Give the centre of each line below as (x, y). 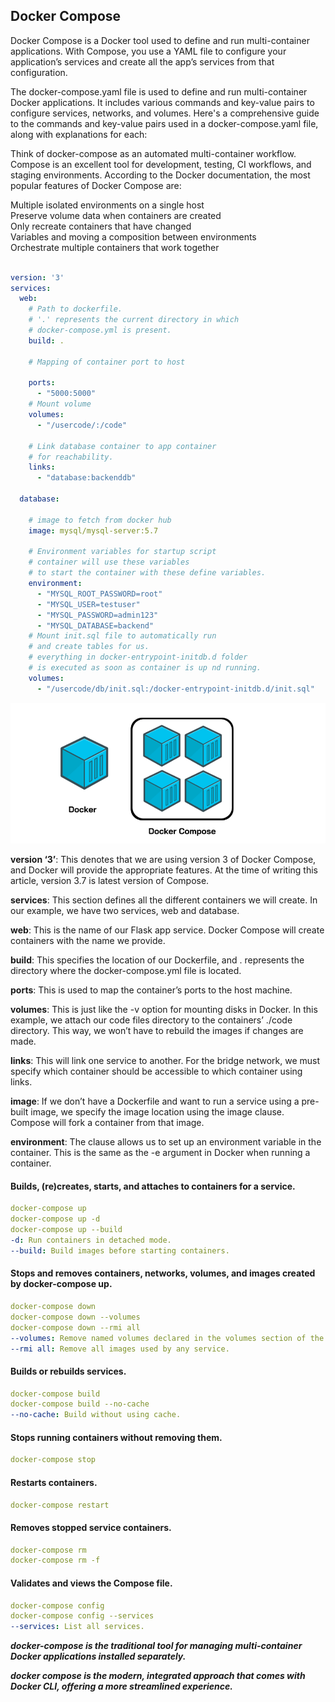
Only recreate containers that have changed (101, 226)
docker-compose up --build (66, 1230)
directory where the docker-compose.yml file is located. (126, 971)
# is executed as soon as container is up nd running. (145, 668)
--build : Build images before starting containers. (120, 1250)
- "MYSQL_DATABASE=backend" (95, 625)
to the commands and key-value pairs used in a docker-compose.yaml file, (164, 123)
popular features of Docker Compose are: (96, 185)
